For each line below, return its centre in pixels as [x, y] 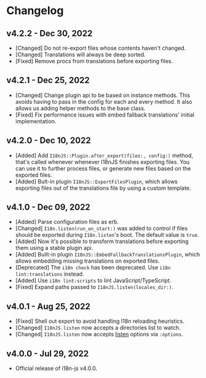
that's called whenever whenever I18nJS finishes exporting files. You [102, 162]
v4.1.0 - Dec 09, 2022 [48, 207]
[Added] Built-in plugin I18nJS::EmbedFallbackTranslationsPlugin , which [108, 255]
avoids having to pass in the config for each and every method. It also [104, 101]
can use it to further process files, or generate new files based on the [103, 168]
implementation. [36, 121]
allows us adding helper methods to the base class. [80, 108]
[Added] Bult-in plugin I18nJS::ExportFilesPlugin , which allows [97, 181]
